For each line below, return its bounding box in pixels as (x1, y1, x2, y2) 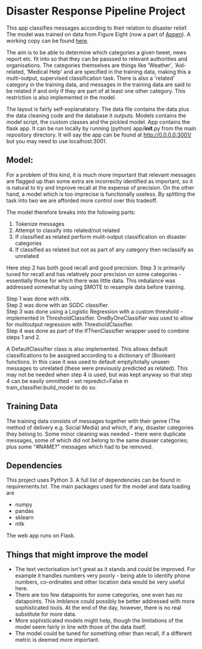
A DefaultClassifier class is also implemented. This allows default (6, 345, 168, 352)
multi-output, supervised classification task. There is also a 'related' (6, 74, 175, 82)
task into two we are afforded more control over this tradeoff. (6, 196, 158, 204)
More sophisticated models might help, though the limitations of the (14, 617, 183, 624)
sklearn (14, 514, 34, 521)
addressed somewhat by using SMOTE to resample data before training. (6, 283, 186, 291)
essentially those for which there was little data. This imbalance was (6, 277, 176, 284)
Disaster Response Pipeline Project (6, 4, 186, 18)
